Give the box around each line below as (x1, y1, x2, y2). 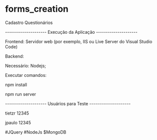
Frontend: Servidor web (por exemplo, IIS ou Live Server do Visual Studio (5, 38, 153, 45)
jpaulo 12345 (5, 119, 31, 125)
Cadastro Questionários (5, 20, 53, 25)
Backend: (5, 53, 24, 59)
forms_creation (5, 3, 68, 15)
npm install (5, 82, 27, 88)
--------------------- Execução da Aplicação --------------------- (5, 29, 138, 35)
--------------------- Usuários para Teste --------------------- (5, 100, 131, 106)
